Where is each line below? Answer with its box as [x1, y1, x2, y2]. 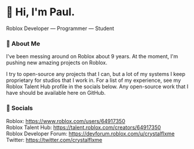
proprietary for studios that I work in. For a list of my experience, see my [6, 77, 181, 84]
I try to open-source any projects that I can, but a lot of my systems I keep [6, 71, 186, 78]
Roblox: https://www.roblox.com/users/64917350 [6, 117, 125, 124]
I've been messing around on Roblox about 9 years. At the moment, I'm [6, 53, 178, 60]
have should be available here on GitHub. [6, 90, 106, 97]
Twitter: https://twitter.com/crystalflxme [6, 136, 103, 143]
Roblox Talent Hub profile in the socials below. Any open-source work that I [6, 83, 189, 90]
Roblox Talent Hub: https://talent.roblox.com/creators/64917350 [6, 124, 161, 131]
